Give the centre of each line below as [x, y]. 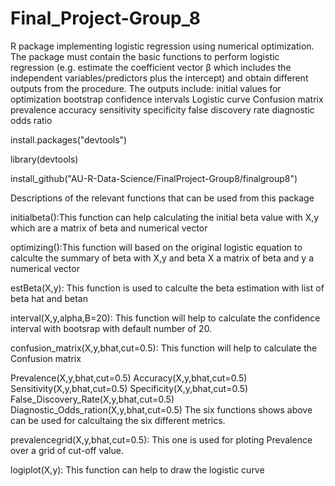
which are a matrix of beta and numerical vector [109, 228]
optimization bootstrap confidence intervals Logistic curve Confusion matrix [167, 99]
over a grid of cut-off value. [67, 450]
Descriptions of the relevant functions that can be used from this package [162, 198]
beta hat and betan [49, 298]
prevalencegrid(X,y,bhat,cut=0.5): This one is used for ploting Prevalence [161, 439]
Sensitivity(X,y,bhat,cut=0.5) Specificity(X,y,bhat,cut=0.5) [129, 388]
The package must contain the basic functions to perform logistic [145, 56]
